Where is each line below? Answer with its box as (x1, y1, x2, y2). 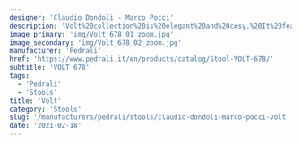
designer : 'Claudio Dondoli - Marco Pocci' (9, 13, 175, 22)
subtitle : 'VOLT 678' (9, 64, 90, 72)
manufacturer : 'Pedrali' (9, 47, 102, 55)
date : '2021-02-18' (9, 122, 82, 131)
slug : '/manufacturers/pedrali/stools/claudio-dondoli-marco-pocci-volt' (9, 113, 291, 122)
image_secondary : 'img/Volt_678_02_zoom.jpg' (9, 38, 182, 47)
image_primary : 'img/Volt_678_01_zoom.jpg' (9, 30, 175, 38)
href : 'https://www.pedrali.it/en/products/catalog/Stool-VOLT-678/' (9, 55, 275, 64)
